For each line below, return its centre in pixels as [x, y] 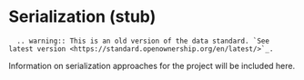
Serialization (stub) [82, 17]
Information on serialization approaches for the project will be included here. [152, 65]
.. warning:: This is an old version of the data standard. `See [143, 41]
